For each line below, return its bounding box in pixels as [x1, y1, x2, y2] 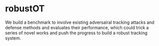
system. [5, 35, 21, 41]
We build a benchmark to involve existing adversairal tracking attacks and [5, 19, 155, 25]
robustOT [5, 3, 45, 14]
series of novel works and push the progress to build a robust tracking [5, 30, 148, 36]
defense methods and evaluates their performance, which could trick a [5, 24, 149, 30]
